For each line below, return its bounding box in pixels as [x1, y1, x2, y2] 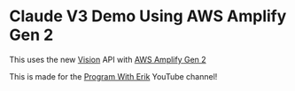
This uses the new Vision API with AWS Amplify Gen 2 [9, 54, 206, 64]
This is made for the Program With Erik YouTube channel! [9, 71, 218, 81]
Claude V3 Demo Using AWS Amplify [9, 6, 287, 27]
